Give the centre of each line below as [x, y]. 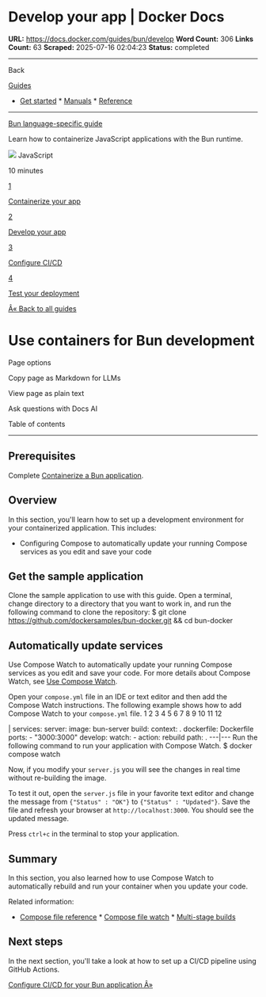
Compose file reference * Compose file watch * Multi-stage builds [127, 917]
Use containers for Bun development [131, 341]
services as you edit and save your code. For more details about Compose [129, 673]
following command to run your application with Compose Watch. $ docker [130, 746]
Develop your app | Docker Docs [116, 17]
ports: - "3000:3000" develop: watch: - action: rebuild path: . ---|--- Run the [133, 737]
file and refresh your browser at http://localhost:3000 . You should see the [131, 810]
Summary [33, 859]
